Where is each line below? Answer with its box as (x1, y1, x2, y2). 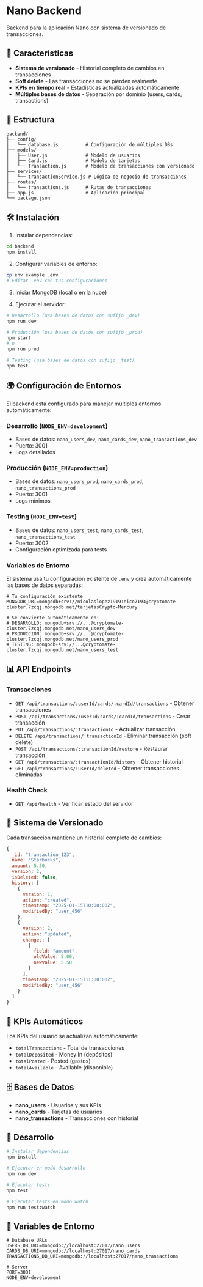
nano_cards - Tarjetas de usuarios (15, 1108, 102, 1115)
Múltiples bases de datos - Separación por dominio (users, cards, (15, 90, 182, 98)
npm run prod (6, 346, 40, 352)
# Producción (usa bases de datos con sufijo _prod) (6, 329, 143, 335)
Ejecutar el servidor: (15, 300, 66, 308)
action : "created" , (22, 897, 72, 903)
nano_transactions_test (15, 534, 76, 540)
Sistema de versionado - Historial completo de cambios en (15, 64, 165, 72)
